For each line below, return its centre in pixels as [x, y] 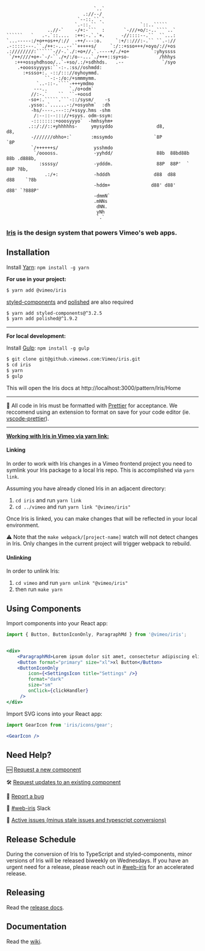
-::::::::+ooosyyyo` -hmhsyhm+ [72, 121]
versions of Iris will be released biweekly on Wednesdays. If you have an [98, 861]
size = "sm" [41, 685]
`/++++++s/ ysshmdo [72, 148]
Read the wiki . [24, 941]
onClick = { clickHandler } [58, 691]
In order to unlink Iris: [33, 571]
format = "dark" [46, 679]
